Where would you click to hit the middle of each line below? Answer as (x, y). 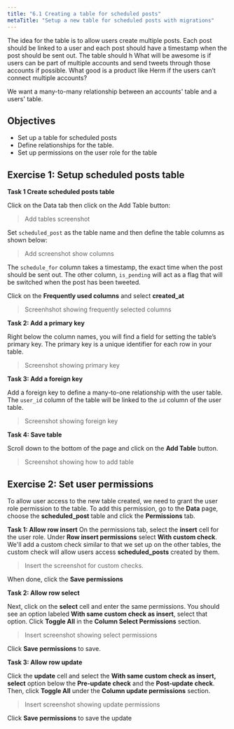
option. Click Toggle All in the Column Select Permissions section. (104, 621)
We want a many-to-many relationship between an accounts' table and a (112, 91)
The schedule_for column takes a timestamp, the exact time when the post (115, 267)
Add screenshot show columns (69, 254)
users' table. (25, 98)
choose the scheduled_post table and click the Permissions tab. (101, 516)
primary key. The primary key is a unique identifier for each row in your (110, 344)
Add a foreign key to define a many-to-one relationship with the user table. (115, 393)
